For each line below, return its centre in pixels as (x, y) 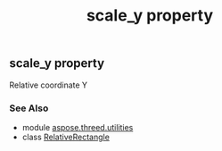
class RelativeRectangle (66, 137)
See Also (29, 108)
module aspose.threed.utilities (78, 127)
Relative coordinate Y (48, 85)
